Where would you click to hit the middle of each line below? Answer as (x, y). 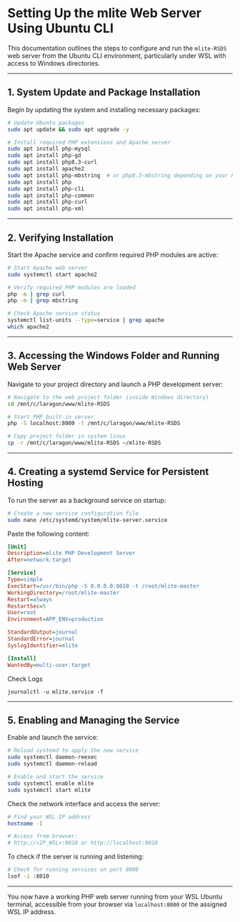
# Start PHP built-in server (51, 417)
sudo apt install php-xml (46, 209)
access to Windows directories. (54, 63)
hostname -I (25, 823)
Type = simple (25, 580)
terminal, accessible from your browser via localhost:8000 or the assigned (117, 904)
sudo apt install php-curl (47, 202)
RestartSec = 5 (27, 606)
